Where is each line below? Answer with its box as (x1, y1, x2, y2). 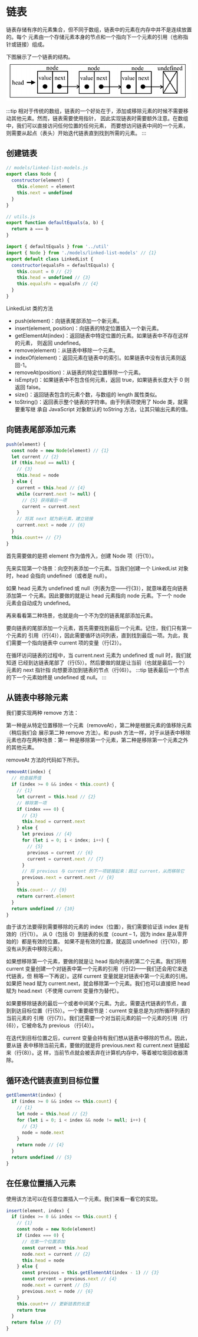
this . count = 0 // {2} (16, 269, 72, 275)
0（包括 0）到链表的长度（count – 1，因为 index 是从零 (49, 930, 183, 937)
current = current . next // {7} (27, 856, 104, 862)
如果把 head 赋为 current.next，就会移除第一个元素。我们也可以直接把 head (6, 980, 190, 987)
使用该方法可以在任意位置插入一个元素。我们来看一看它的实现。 (6, 1195, 161, 1202)
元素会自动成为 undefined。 (6, 599, 74, 606)
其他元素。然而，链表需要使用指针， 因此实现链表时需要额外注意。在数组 (11, 114, 189, 121)
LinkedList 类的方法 (6, 305, 53, 312)
